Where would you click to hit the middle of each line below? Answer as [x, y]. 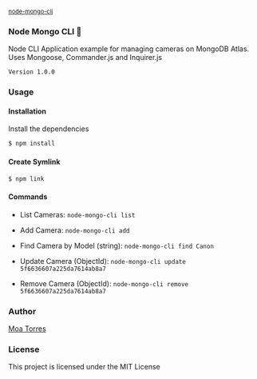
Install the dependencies [49, 129]
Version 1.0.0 [32, 72]
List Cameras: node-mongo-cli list [77, 214]
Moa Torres [27, 329]
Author [22, 311]
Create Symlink [34, 162]
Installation [27, 111]
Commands [28, 197]
